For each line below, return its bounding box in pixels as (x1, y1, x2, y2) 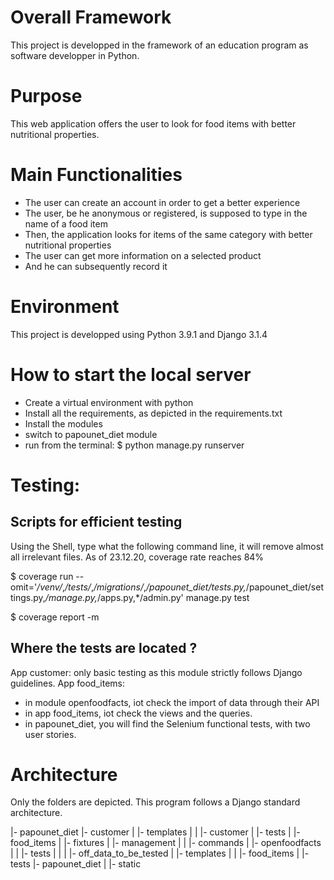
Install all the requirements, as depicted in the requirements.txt (24, 407, 283, 419)
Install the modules (24, 417, 103, 430)
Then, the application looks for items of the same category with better (24, 228, 313, 240)
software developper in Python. (10, 49, 140, 61)
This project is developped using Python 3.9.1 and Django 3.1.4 (10, 328, 268, 340)
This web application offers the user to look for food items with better (10, 117, 297, 130)
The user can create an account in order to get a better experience (24, 196, 301, 208)
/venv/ (36, 581, 63, 593)
